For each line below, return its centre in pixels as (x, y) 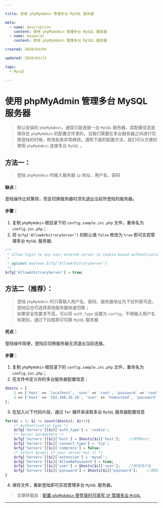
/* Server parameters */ (39, 435)
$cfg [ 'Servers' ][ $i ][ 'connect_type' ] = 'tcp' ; (62, 443)
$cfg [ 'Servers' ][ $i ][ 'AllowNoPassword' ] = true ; (64, 461)
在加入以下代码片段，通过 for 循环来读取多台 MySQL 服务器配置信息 (78, 412)
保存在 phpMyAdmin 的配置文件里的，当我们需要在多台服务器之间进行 (84, 133)
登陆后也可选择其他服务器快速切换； (53, 307)
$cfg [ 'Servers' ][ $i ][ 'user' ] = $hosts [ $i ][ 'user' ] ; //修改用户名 (82, 466)
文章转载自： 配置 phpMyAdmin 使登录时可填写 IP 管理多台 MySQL (79, 495)
